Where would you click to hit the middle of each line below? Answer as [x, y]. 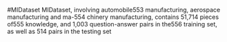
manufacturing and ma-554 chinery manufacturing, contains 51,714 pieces [113, 17]
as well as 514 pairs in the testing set [59, 31]
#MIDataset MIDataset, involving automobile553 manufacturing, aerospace [114, 10]
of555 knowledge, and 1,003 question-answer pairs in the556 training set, [112, 24]
